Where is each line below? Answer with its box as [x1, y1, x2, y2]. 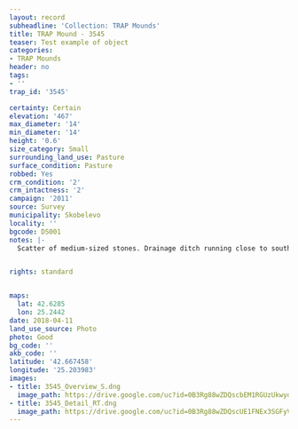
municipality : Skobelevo [9, 211, 101, 219]
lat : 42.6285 [17, 299, 66, 309]
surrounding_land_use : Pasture [9, 153, 125, 162]
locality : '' [9, 218, 58, 227]
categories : [9, 46, 53, 55]
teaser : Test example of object [9, 37, 129, 47]
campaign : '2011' [9, 195, 74, 203]
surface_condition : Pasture [9, 161, 114, 170]
